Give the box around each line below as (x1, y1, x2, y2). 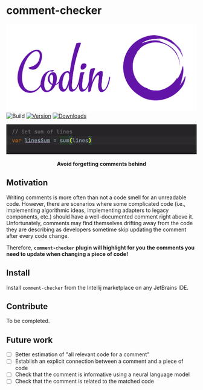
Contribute (6, 301, 48, 312)
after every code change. (6, 232, 69, 239)
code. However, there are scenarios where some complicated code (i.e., (6, 200, 186, 207)
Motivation (6, 177, 48, 188)
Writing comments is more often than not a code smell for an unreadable (6, 194, 187, 201)
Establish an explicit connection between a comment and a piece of (14, 357, 184, 365)
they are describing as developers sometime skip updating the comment (6, 226, 187, 233)
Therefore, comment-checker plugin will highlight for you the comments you (6, 244, 195, 251)
